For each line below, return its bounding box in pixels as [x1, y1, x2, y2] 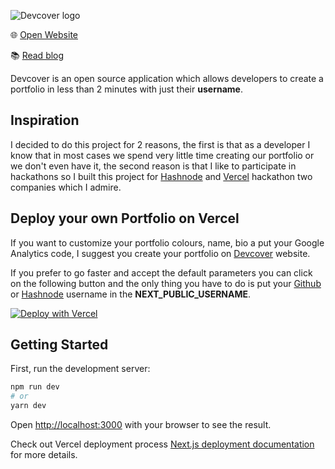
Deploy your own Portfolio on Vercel [10, 210, 240, 227]
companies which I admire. [10, 181, 122, 193]
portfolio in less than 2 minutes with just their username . [10, 83, 243, 95]
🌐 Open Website [10, 29, 78, 40]
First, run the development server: [10, 363, 151, 375]
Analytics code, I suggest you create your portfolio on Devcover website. [10, 247, 311, 259]
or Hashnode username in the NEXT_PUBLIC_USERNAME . [10, 288, 252, 300]
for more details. [10, 449, 78, 461]
